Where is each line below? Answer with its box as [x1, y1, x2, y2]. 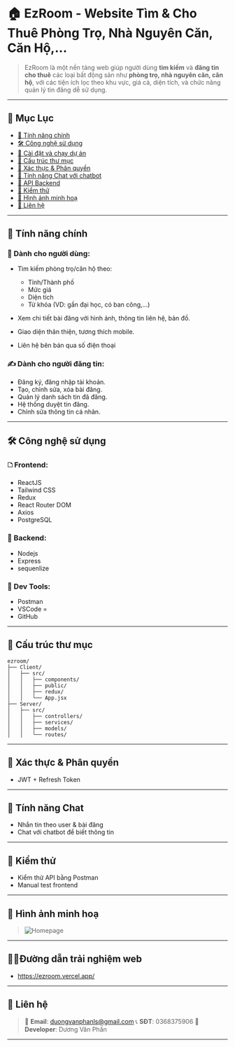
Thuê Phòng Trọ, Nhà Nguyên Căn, [7, 25, 213, 41]
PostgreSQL [17, 516, 52, 524]
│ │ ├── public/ [7, 682, 68, 689]
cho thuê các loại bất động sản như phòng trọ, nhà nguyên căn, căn [24, 71, 224, 79]
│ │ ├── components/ [7, 676, 80, 683]
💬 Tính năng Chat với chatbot [17, 171, 102, 179]
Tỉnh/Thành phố [27, 278, 75, 287]
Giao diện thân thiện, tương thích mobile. [17, 328, 135, 336]
